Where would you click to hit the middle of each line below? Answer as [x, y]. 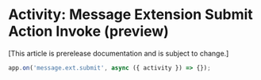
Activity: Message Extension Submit [131, 15]
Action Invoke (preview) [88, 31]
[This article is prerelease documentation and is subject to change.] [119, 53]
